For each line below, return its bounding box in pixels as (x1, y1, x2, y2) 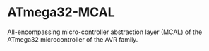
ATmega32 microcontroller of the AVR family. (7, 35, 138, 43)
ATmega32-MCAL (7, 4, 115, 21)
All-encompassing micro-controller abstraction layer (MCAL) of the (7, 28, 203, 36)
